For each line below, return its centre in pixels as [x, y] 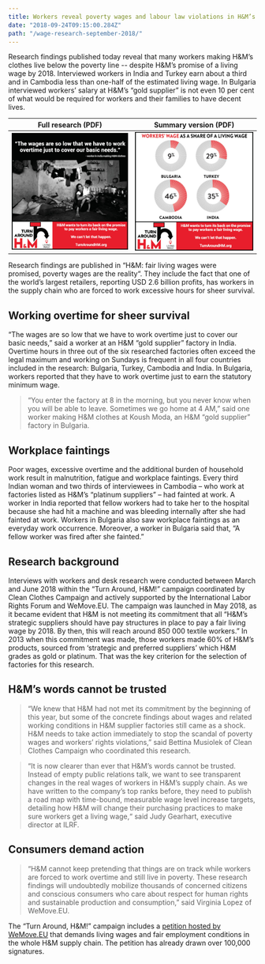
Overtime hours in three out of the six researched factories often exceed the [132, 351]
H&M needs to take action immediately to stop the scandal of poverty [140, 733]
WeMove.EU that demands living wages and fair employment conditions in [129, 934]
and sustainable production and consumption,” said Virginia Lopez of [140, 902]
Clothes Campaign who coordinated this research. [109, 750]
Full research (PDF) [70, 125]
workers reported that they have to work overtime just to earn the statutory [130, 376]
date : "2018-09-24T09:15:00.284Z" [65, 25]
